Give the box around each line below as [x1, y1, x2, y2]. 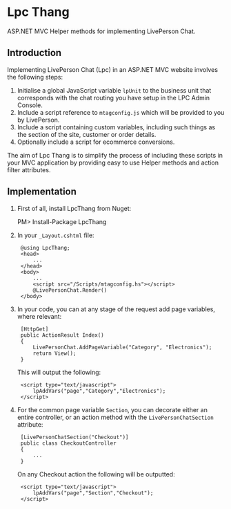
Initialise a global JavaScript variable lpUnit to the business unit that [17, 86, 212, 94]
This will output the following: [17, 368, 101, 376]
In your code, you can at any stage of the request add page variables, [17, 305, 216, 313]
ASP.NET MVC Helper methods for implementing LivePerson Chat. [7, 27, 196, 35]
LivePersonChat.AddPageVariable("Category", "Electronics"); [32, 344, 212, 351]
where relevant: [17, 312, 62, 320]
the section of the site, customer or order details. [17, 130, 157, 138]
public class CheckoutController [20, 440, 117, 447]
